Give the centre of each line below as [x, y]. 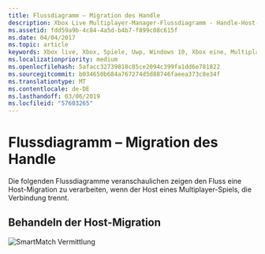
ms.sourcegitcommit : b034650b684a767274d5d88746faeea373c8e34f [114, 74]
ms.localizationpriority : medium [63, 60]
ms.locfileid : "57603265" [50, 103]
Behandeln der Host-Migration [85, 223]
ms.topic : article [38, 45]
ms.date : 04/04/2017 [42, 37]
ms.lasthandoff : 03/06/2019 [54, 96]
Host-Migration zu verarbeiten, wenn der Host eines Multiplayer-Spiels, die [130, 189]
